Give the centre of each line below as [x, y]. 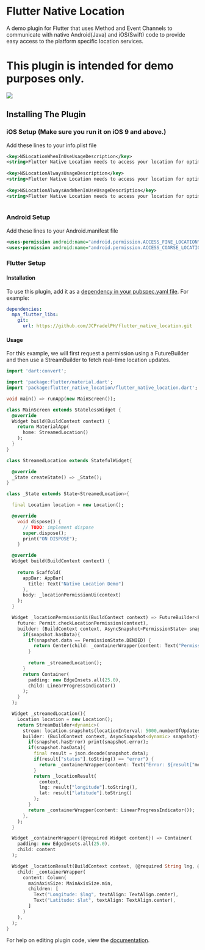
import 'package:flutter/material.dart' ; [60, 382]
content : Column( [45, 877]
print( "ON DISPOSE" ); [50, 538]
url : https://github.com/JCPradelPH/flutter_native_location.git [107, 326]
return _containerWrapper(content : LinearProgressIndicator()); [112, 810]
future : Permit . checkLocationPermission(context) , [83, 623]
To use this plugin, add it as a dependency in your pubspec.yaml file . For [98, 291]
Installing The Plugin [46, 114]
